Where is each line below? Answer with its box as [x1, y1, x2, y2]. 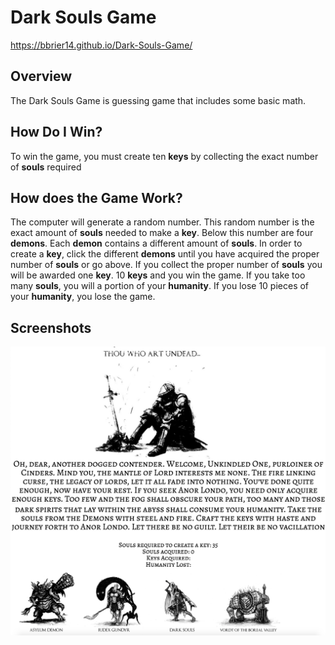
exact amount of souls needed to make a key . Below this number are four [10, 227, 314, 239]
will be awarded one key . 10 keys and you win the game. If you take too [10, 269, 306, 281]
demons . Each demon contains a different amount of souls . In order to [10, 237, 303, 250]
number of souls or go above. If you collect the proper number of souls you [10, 259, 323, 271]
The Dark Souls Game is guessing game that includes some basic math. [10, 94, 307, 106]
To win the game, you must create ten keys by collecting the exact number [10, 150, 319, 162]
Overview [10, 68, 73, 85]
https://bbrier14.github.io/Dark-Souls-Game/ [10, 39, 193, 51]
